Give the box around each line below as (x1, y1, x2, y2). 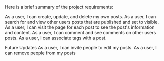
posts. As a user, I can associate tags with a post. (5, 35, 107, 41)
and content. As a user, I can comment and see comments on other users (5, 30, 156, 35)
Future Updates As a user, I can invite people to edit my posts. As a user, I (5, 45, 157, 50)
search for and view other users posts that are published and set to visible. (5, 19, 159, 25)
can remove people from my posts (5, 50, 76, 56)
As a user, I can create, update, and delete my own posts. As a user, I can (5, 14, 156, 19)
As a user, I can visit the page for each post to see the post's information (5, 24, 155, 30)
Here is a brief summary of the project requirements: (5, 4, 113, 10)
